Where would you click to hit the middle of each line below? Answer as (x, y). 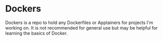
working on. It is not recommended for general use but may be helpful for (82, 27)
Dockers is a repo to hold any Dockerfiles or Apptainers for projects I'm (79, 22)
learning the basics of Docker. (37, 33)
